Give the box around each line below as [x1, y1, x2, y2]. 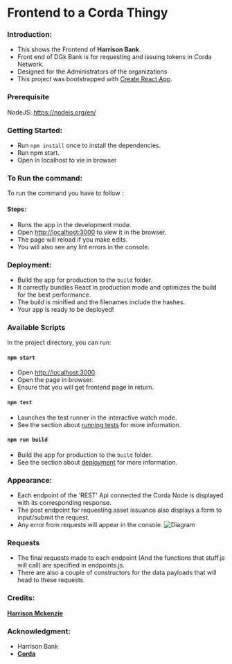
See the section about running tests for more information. [17, 420, 181, 429]
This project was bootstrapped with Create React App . [17, 75, 173, 83]
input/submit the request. [17, 513, 90, 522]
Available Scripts [7, 322, 66, 332]
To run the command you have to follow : [7, 189, 124, 197]
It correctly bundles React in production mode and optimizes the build [17, 283, 217, 291]
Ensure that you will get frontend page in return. [17, 383, 154, 392]
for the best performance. [17, 290, 91, 299]
